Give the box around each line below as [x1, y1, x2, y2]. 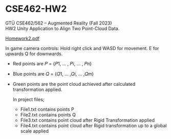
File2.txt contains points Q [20, 111, 76, 118]
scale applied [20, 128, 49, 134]
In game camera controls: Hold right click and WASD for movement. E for [5, 45, 159, 51]
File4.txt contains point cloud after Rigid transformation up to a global [20, 122, 167, 128]
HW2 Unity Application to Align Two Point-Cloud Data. [5, 25, 120, 31]
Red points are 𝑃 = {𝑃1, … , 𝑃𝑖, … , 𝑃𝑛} [12, 60, 92, 66]
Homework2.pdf [5, 35, 40, 41]
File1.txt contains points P [20, 106, 74, 112]
